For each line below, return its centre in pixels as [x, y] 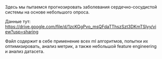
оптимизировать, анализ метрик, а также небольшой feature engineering [81, 46]
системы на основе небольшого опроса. [47, 12]
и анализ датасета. [25, 51]
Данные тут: [18, 22]
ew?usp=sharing [22, 32]
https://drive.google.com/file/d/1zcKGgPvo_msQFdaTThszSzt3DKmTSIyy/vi [81, 27]
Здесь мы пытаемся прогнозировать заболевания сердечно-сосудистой [81, 7]
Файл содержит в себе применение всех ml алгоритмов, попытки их [77, 41]
